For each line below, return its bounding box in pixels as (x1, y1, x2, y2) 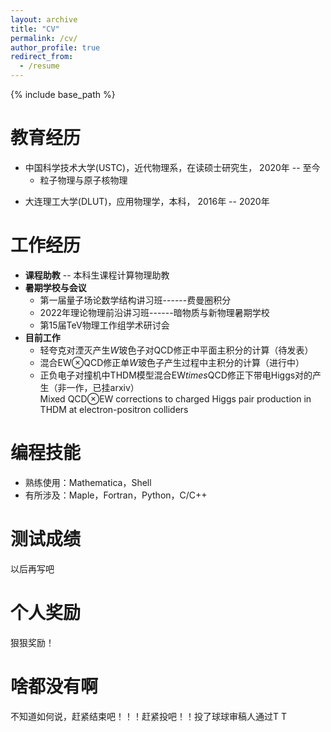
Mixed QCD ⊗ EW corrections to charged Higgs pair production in (39, 392, 312, 405)
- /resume (19, 61, 60, 71)
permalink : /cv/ (10, 33, 78, 43)
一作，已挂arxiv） (66, 381, 140, 393)
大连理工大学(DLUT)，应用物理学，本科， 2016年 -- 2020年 (24, 195, 270, 207)
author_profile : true (10, 42, 101, 53)
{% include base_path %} (10, 89, 116, 100)
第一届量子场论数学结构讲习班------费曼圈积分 (39, 294, 232, 306)
